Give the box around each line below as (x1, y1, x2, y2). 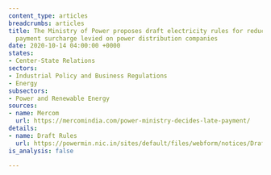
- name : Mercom (8, 110, 60, 118)
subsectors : (8, 86, 48, 95)
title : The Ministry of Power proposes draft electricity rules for (8, 27, 244, 35)
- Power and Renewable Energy (8, 94, 110, 102)
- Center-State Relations (8, 57, 95, 65)
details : (8, 124, 38, 132)
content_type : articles (8, 11, 89, 20)
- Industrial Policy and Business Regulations (8, 72, 168, 80)
